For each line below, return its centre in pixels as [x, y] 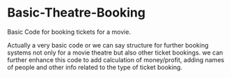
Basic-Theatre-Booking [77, 13]
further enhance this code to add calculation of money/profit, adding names [116, 59]
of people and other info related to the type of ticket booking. [95, 67]
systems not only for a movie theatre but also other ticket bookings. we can [115, 52]
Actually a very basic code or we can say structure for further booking [108, 45]
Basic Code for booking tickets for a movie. [69, 32]
